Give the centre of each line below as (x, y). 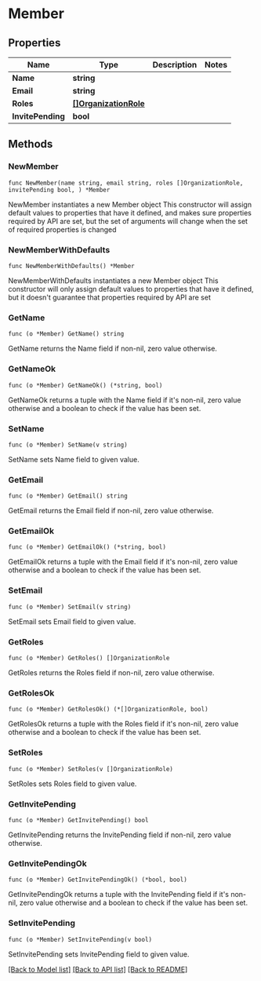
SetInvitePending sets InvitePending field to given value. (99, 954)
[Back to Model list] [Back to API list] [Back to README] (98, 969)
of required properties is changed (62, 230)
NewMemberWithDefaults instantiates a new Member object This (113, 281)
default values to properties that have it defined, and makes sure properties (130, 212)
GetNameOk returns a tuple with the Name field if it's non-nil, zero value (125, 400)
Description (175, 65)
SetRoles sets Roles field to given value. (72, 784)
